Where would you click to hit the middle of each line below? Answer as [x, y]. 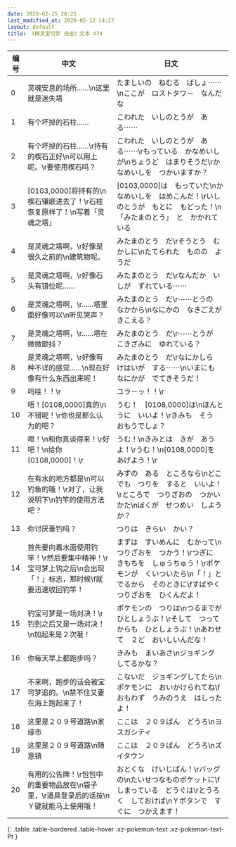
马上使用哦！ [77, 806]
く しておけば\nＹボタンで [162, 801]
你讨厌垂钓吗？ [52, 529]
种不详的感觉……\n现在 [65, 368]
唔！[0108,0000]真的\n [67, 405]
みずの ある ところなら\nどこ [169, 474]
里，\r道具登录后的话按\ [66, 796]
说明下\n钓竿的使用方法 [66, 500]
